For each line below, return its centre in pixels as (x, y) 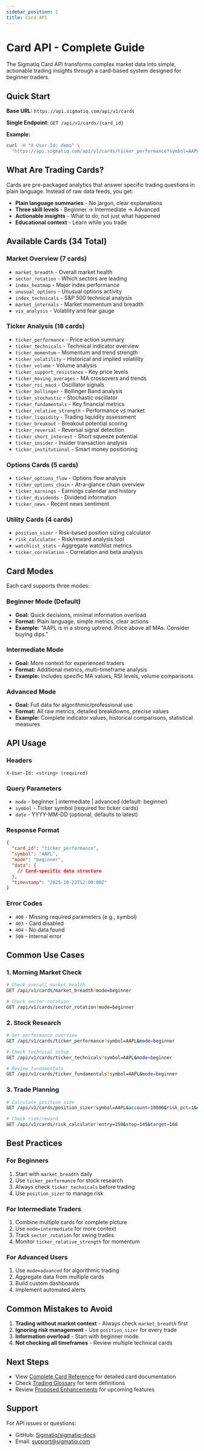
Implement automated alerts (50, 1290)
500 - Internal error (38, 936)
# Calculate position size (40, 1102)
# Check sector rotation (38, 1001)
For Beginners (27, 1161)
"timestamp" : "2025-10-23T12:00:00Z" (59, 882)
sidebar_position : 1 (32, 12)
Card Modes (30, 571)
